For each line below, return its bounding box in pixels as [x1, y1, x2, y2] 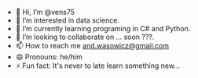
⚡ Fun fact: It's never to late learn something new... [15, 61, 181, 70]
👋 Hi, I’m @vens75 [15, 8, 75, 16]
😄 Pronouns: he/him [15, 52, 82, 62]
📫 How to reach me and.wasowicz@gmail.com [15, 41, 169, 50]
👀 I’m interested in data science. [15, 16, 120, 25]
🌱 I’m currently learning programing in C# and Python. [15, 24, 191, 33]
